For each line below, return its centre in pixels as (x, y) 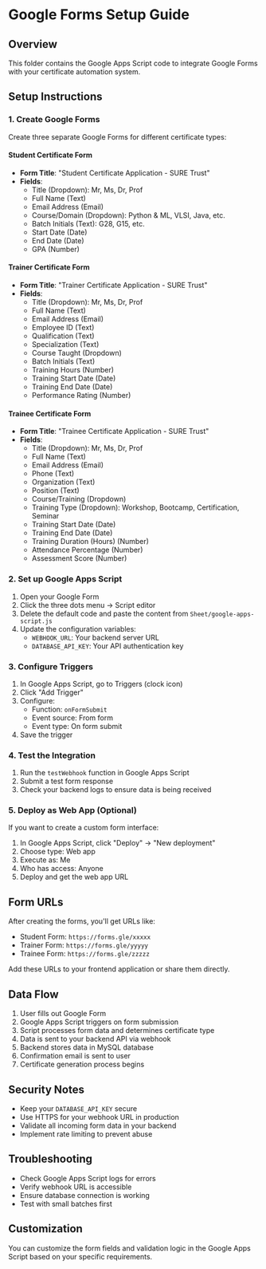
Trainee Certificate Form (50, 413)
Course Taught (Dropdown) (76, 353)
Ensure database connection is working (84, 1195)
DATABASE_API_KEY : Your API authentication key (108, 646)
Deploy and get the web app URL (74, 877)
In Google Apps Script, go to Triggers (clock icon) (101, 684)
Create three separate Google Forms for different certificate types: (117, 136)
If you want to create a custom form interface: (84, 828)
